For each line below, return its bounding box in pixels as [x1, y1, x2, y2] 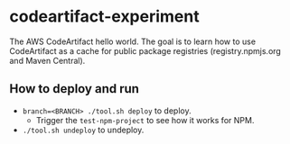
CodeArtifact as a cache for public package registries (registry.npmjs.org [9, 45, 282, 56]
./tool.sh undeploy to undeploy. [22, 124, 145, 135]
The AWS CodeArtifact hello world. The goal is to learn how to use [9, 36, 256, 47]
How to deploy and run [9, 81, 140, 96]
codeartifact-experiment [9, 6, 201, 27]
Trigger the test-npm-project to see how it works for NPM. [35, 114, 255, 125]
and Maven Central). [9, 55, 86, 66]
